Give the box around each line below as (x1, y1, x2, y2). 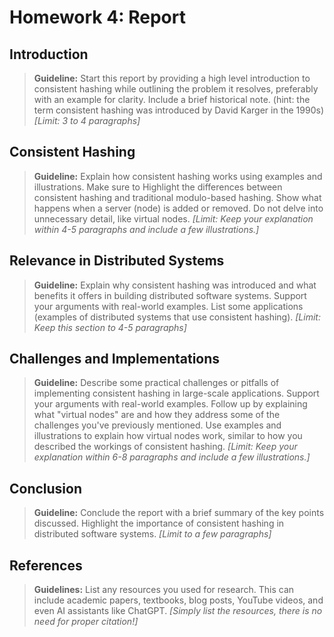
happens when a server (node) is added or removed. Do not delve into (33, 202, 324, 214)
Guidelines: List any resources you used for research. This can (33, 584, 295, 596)
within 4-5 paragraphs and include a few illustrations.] (33, 223, 260, 235)
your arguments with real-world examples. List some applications (33, 300, 304, 312)
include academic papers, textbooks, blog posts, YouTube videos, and (33, 594, 324, 606)
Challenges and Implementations (9, 351, 221, 368)
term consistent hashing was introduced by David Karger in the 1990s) (33, 104, 324, 116)
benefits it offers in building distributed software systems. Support (33, 289, 307, 301)
